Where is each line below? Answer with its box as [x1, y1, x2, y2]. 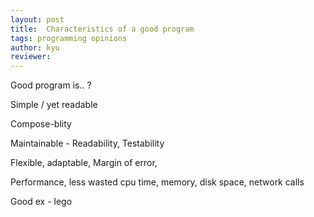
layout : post [10, 14, 65, 25]
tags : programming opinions [10, 33, 128, 43]
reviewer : [10, 52, 52, 62]
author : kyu [10, 42, 60, 53]
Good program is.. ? [10, 79, 92, 91]
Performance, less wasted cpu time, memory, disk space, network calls [10, 176, 305, 188]
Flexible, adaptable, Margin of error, [10, 157, 158, 169]
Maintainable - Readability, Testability [10, 137, 165, 150]
